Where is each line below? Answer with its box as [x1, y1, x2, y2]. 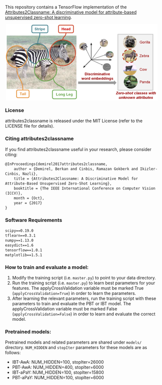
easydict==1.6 [5, 243, 34, 248]
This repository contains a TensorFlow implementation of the [5, 4, 127, 10]
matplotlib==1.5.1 [5, 253, 42, 257]
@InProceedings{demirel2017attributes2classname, [5, 162, 108, 166]
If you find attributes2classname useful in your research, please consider [5, 146, 152, 152]
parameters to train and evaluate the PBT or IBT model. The [12, 301, 131, 307]
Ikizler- [140, 166, 158, 171]
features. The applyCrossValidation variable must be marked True [12, 285, 144, 291]
